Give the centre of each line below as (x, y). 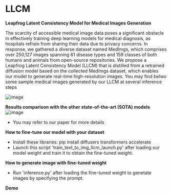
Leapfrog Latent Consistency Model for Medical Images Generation (78, 23)
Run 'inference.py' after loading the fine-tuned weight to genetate (82, 173)
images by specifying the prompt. (48, 178)
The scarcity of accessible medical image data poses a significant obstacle (84, 33)
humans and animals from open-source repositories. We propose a (76, 60)
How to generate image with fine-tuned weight (56, 163)
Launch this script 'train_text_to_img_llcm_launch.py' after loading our (86, 147)
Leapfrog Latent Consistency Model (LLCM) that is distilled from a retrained (85, 65)
